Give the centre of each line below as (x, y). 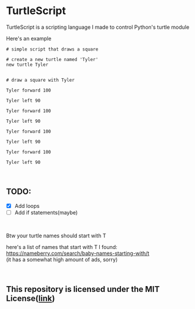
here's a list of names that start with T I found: (62, 247)
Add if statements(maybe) (46, 212)
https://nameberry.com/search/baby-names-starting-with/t (78, 253)
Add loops (27, 206)
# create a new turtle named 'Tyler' (52, 59)
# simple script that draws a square (52, 49)
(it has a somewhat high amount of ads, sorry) (62, 259)
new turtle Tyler (27, 65)
